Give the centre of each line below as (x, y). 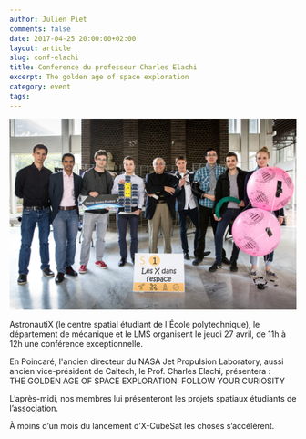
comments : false (40, 29)
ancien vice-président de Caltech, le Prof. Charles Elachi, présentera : (140, 371)
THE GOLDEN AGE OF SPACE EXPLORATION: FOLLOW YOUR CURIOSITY (147, 381)
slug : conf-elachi (44, 58)
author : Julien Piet (49, 19)
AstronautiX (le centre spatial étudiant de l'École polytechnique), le (135, 325)
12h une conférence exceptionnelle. (76, 344)
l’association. (34, 408)
